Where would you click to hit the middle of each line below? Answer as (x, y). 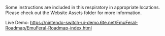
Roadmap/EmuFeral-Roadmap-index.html (49, 28)
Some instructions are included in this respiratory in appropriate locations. (83, 7)
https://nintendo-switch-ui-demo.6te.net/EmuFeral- (84, 23)
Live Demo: (17, 23)
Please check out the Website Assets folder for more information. (74, 13)
